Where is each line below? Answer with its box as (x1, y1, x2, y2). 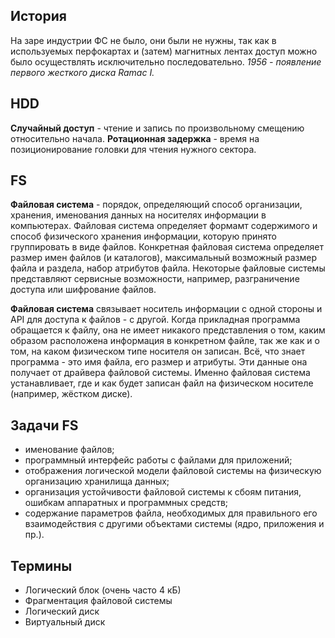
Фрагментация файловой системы (24, 595, 173, 607)
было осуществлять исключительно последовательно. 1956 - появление (10, 55, 322, 68)
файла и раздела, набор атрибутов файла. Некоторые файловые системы (10, 262, 326, 274)
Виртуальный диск (24, 616, 106, 628)
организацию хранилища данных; (24, 475, 170, 488)
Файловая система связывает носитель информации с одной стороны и (10, 303, 323, 315)
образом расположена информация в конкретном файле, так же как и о (10, 335, 320, 347)
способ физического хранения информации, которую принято (10, 230, 277, 243)
